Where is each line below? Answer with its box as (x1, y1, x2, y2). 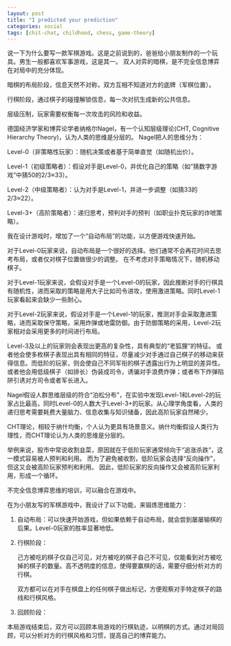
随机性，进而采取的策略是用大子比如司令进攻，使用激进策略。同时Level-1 (12, 287, 221, 296)
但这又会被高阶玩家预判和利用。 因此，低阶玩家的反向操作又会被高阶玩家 (7, 463, 214, 471)
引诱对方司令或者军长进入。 (12, 376, 91, 385)
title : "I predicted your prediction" (7, 16, 118, 23)
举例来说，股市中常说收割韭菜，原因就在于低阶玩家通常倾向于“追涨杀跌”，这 (7, 446, 223, 454)
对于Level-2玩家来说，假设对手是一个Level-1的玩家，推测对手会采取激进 (7, 310, 212, 318)
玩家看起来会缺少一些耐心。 (7, 296, 86, 304)
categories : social (7, 23, 63, 30)
